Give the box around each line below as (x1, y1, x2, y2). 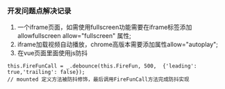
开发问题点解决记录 (7, 6, 72, 15)
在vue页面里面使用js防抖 (17, 49, 88, 57)
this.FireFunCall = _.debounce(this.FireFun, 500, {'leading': (7, 63, 197, 70)
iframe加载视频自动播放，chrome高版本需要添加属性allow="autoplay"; (17, 40, 219, 49)
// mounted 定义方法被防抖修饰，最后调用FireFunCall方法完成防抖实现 (7, 76, 190, 83)
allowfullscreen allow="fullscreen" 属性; (17, 32, 132, 40)
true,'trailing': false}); (7, 69, 85, 76)
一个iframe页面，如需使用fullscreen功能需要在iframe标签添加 (17, 23, 192, 32)
